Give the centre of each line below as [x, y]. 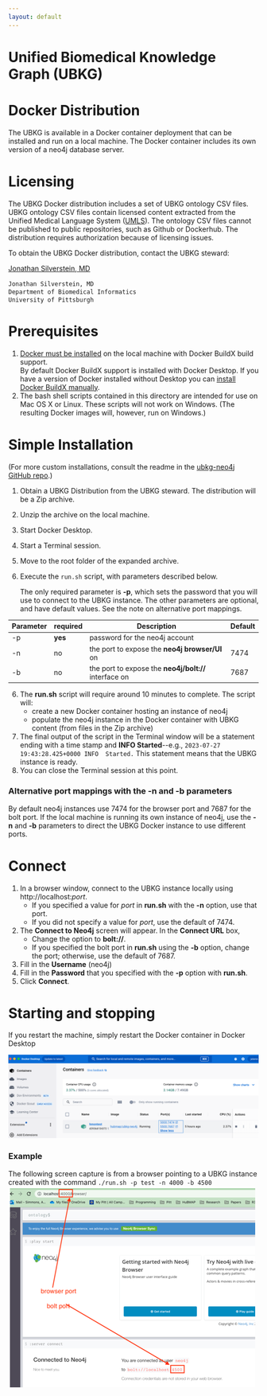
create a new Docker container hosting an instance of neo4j [130, 712]
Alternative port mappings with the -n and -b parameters [120, 791]
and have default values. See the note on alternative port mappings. [131, 608]
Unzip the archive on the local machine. [85, 514]
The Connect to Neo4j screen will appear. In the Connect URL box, [130, 930]
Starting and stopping [82, 1013]
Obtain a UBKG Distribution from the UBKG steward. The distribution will [138, 490]
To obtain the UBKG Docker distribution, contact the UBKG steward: [119, 253]
